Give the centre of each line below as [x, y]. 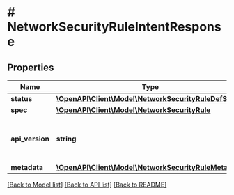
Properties [31, 67]
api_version [30, 139]
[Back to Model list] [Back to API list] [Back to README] [87, 185]
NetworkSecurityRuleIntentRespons [114, 27]
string [66, 139]
